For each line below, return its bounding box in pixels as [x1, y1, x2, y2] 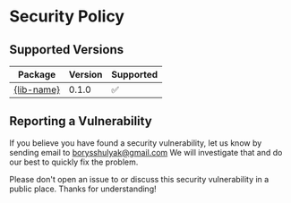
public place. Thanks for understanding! [9, 183, 157, 194]
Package [17, 69, 56, 80]
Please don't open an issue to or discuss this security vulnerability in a [9, 173, 270, 184]
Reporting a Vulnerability [9, 114, 152, 129]
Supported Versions [9, 42, 124, 57]
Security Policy [9, 6, 125, 27]
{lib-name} [13, 83, 61, 96]
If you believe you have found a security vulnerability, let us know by [9, 137, 262, 148]
